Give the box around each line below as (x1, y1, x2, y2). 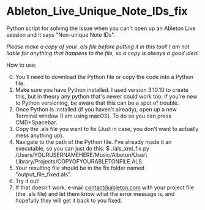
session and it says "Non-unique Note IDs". (6, 31, 116, 38)
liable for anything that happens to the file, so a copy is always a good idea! (6, 49, 199, 56)
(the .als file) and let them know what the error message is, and (15, 190, 175, 197)
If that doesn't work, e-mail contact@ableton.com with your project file (15, 184, 194, 191)
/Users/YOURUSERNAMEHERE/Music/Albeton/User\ (15, 151, 147, 159)
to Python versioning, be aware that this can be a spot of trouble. (15, 99, 179, 107)
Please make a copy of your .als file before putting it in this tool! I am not (6, 43, 190, 50)
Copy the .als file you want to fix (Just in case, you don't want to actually (15, 125, 199, 132)
